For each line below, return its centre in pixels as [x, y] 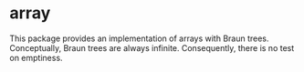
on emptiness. [36, 57]
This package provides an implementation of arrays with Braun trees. [139, 38]
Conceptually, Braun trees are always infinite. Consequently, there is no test [152, 47]
